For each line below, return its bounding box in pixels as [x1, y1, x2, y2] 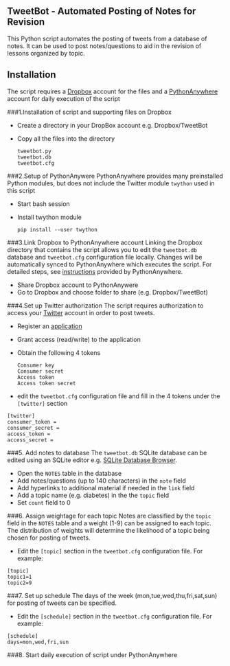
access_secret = [7, 436, 54, 444]
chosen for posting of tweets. [7, 533, 91, 542]
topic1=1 [7, 573, 32, 580]
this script [7, 186, 36, 194]
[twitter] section [16, 399, 68, 407]
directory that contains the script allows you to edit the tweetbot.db [7, 245, 197, 253]
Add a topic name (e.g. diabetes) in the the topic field [16, 491, 170, 499]
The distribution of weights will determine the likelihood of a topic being [7, 526, 210, 534]
